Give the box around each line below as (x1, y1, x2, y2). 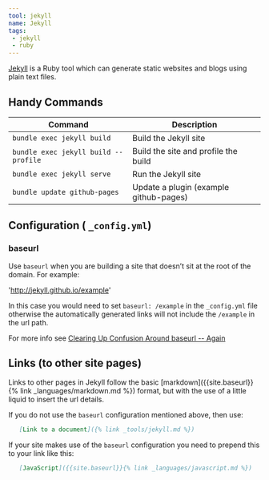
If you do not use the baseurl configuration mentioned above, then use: (8, 410, 244, 420)
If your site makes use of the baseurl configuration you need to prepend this (8, 440, 260, 450)
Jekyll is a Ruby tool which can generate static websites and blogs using (8, 63, 247, 73)
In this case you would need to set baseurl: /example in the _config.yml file (8, 301, 258, 310)
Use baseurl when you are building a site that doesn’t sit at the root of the (8, 261, 251, 271)
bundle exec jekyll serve (12, 169, 111, 179)
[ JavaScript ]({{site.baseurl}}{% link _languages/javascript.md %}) (18, 464, 252, 473)
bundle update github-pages (12, 188, 119, 196)
